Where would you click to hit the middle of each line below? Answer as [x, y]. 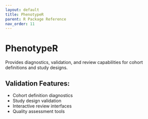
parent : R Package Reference [36, 19]
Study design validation [37, 101]
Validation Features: [38, 83]
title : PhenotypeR [24, 14]
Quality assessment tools [39, 111]
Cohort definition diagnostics [43, 95]
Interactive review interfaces [42, 106]
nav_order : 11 [20, 24]
